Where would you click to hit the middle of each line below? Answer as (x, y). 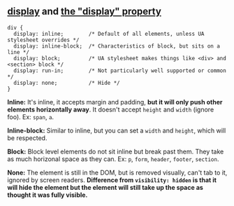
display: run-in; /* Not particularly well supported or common (120, 70)
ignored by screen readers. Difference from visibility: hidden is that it (112, 180)
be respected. (27, 138)
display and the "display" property (85, 12)
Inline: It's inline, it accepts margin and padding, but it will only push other (115, 102)
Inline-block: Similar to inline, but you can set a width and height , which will (117, 130)
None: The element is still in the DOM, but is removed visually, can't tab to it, (117, 172)
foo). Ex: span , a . (31, 117)
